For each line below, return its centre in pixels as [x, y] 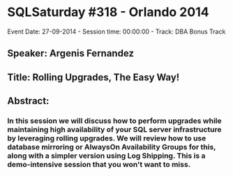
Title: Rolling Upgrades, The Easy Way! [93, 77]
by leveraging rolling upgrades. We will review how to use [107, 138]
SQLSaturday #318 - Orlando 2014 [108, 12]
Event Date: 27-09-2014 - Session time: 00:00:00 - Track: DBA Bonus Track [116, 31]
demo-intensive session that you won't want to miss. [99, 165]
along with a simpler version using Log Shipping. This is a [106, 156]
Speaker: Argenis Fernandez [71, 53]
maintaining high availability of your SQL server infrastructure [114, 130]
